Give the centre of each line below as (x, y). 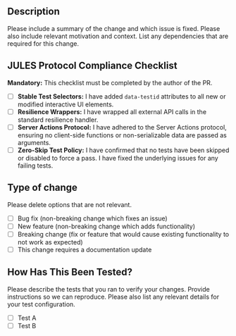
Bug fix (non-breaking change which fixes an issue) (92, 218)
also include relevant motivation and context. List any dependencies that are (118, 36)
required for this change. (43, 43)
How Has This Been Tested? (70, 272)
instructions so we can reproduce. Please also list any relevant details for (113, 297)
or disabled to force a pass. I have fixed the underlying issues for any (118, 158)
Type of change (42, 188)
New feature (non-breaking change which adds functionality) (106, 226)
